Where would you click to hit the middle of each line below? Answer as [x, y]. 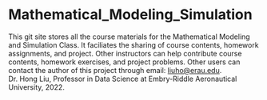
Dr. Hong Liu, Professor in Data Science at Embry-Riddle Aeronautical [123, 79]
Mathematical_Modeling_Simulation [131, 15]
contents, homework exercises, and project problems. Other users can [124, 62]
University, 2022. [37, 87]
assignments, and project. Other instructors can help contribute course [125, 53]
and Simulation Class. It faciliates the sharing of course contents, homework [133, 44]
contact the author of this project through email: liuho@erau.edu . [115, 70]
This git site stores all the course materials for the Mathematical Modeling [129, 37]
